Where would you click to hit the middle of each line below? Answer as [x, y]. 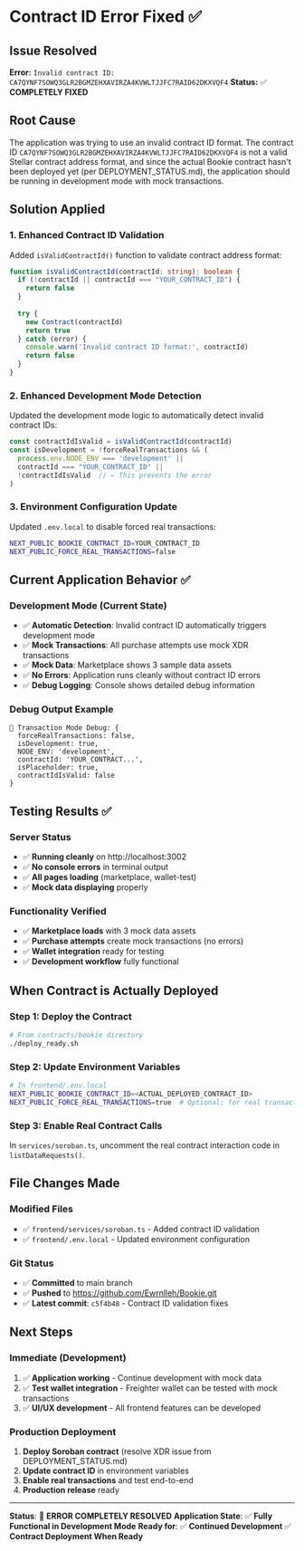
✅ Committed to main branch [77, 1283]
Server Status [40, 837]
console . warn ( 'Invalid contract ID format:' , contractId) [137, 347]
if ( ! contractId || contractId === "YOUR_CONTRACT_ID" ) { [129, 280]
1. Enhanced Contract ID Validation [87, 235]
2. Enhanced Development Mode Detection [105, 396]
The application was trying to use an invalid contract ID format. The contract [152, 142]
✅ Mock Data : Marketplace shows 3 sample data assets [127, 665]
